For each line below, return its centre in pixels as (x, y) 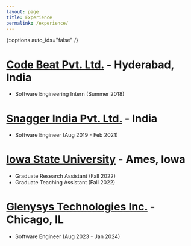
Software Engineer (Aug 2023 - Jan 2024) (67, 236)
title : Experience (29, 17)
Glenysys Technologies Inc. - (81, 207)
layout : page (23, 12)
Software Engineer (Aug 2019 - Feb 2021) (67, 135)
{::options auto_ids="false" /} (42, 40)
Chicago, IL (35, 220)
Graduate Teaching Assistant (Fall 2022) (65, 183)
